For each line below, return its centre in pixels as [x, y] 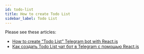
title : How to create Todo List [38, 14]
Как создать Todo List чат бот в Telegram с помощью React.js [75, 47]
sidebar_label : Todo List [31, 18]
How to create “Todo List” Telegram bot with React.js [65, 41]
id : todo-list [19, 9]
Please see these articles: [31, 32]
